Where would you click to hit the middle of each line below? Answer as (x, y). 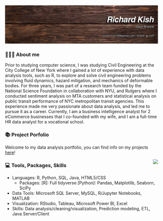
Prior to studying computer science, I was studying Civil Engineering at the (80, 65)
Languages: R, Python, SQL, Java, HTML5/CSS (59, 177)
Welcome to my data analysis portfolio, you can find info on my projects (77, 147)
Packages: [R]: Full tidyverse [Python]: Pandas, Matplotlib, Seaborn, (87, 183)
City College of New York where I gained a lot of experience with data (75, 70)
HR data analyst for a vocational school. (45, 122)
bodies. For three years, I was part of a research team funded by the (73, 86)
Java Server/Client (31, 214)
